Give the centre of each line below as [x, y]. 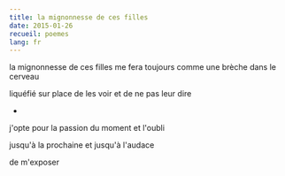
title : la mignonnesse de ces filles [79, 17]
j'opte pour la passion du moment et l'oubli [87, 128]
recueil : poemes [39, 34]
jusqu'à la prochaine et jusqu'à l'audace [82, 145]
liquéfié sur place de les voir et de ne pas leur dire [100, 94]
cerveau [24, 77]
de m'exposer [35, 162]
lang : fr [25, 42]
